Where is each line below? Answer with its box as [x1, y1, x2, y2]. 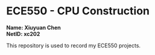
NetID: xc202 [6, 30, 40, 37]
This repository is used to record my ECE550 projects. [6, 42, 141, 49]
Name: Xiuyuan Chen [6, 24, 62, 31]
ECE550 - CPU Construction [6, 4, 150, 18]
